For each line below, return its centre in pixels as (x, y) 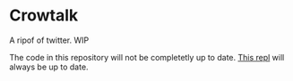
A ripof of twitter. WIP (49, 40)
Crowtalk (44, 16)
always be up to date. (49, 67)
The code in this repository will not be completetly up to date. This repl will (147, 57)
